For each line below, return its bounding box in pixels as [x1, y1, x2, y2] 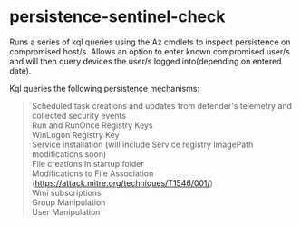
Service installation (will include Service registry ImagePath [31, 139, 254, 150]
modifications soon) [31, 148, 107, 160]
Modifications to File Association [31, 168, 154, 179]
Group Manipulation [31, 197, 106, 208]
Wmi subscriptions [31, 187, 102, 198]
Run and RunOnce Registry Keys [31, 120, 153, 131]
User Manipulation [31, 206, 101, 217]
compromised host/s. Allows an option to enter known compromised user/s [9, 45, 290, 56]
